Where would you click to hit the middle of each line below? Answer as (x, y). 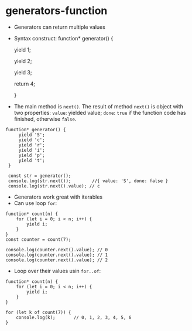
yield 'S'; (32, 135)
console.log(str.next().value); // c (54, 186)
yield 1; (23, 50)
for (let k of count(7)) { (38, 312)
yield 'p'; (32, 155)
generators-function (56, 11)
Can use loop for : (35, 203)
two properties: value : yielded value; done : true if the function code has (100, 112)
